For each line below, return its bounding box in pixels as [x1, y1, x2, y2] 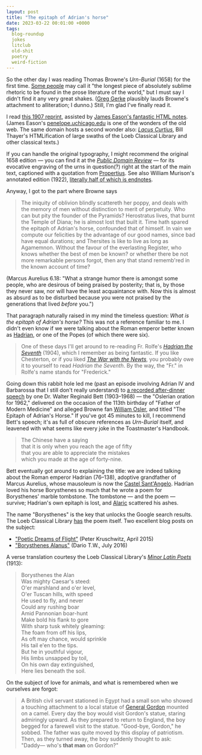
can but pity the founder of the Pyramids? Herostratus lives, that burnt [20, 212, 195, 219]
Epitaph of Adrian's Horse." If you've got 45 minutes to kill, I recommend [6, 411, 186, 419]
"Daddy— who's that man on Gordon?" [20, 741, 119, 749]
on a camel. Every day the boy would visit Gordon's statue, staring [20, 709, 186, 716]
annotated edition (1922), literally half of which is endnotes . [6, 176, 153, 183]
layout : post [6, 8, 39, 15]
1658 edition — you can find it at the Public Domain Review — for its [6, 156, 175, 164]
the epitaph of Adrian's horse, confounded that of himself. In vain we [20, 224, 192, 232]
